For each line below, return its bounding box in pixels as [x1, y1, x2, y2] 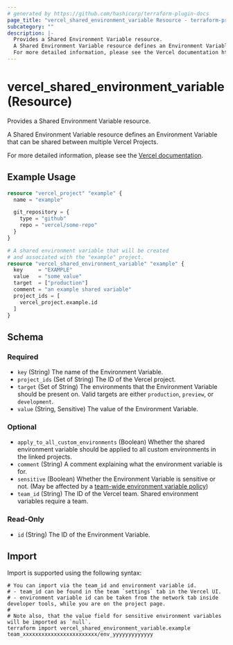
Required [7, 352, 39, 362]
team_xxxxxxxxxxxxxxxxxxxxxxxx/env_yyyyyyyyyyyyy [7, 631, 154, 638]
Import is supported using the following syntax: [7, 568, 142, 578]
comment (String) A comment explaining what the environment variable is [17, 460, 223, 468]
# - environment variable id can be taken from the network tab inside [7, 594, 218, 602]
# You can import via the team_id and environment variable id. [7, 582, 197, 589]
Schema [7, 331, 44, 343]
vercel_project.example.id [19, 298, 98, 306]
